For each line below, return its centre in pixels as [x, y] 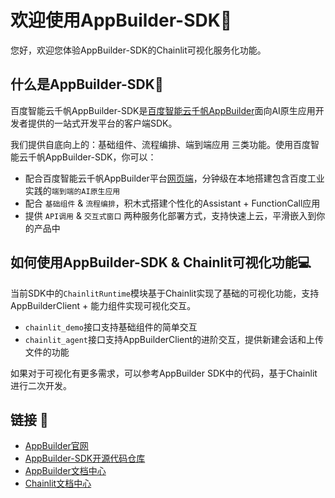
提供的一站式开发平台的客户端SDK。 [102, 123]
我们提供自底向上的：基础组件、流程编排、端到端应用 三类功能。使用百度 [160, 144]
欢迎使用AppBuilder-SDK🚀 [121, 20]
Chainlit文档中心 [58, 483]
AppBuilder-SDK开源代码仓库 [85, 458]
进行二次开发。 [41, 385]
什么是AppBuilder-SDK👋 [87, 84]
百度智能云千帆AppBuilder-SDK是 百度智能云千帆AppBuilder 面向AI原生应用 [163, 110]
